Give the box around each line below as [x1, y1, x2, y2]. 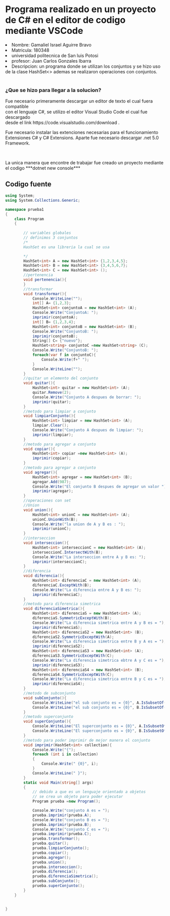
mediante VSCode [5, 25, 83, 36]
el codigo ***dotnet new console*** [5, 165, 80, 171]
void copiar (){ [23, 446, 56, 451]
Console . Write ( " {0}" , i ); [41, 761, 99, 766]
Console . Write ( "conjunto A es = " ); [32, 808, 110, 813]
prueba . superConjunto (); [32, 883, 85, 888]
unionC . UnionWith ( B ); [32, 517, 78, 522]
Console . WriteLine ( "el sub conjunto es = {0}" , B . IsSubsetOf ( [32, 705, 166, 710]
